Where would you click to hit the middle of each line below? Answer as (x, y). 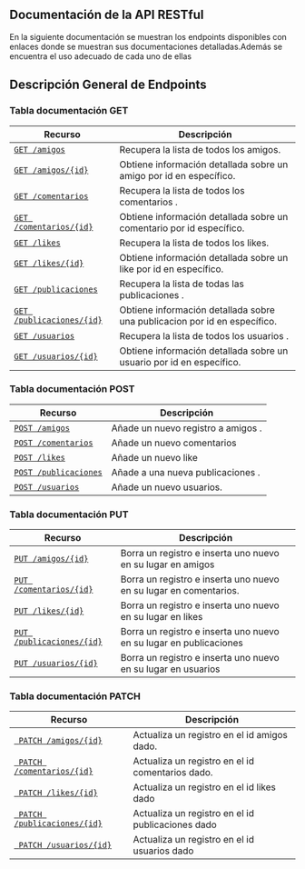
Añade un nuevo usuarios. (167, 487)
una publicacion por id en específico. (198, 321)
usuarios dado (163, 851)
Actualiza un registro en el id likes (205, 787)
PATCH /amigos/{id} (60, 741)
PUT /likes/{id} (49, 611)
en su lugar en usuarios (170, 669)
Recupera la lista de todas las (182, 284)
